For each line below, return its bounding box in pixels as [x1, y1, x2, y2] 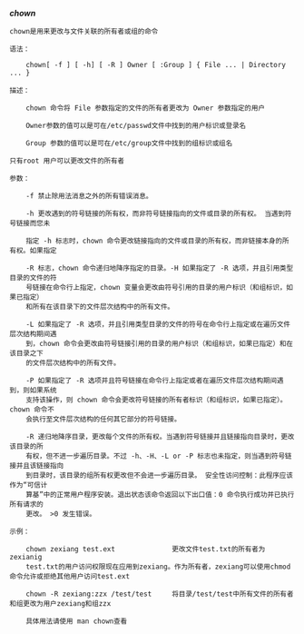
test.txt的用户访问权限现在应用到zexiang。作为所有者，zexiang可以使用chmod [25, 562, 291, 571]
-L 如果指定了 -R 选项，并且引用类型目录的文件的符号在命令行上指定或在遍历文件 [25, 320, 290, 329]
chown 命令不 [9, 405, 54, 414]
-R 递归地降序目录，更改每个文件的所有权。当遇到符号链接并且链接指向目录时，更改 [25, 432, 295, 441]
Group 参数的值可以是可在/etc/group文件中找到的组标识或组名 [25, 139, 233, 148]
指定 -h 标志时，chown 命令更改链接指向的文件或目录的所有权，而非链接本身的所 [25, 236, 289, 245]
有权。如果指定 [9, 246, 57, 255]
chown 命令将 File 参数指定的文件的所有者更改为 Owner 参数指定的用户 [25, 104, 266, 113]
